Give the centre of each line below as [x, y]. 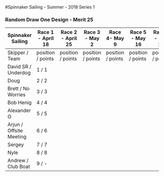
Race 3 [92, 32]
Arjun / [15, 125]
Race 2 [69, 32]
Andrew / [18, 160]
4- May [115, 39]
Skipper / [18, 53]
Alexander [19, 111]
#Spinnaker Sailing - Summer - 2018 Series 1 [50, 7]
